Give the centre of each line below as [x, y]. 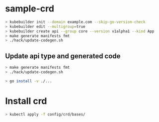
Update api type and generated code [63, 56]
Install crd [26, 101]
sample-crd [30, 9]
